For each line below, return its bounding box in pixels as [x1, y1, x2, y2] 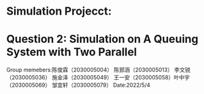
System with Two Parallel [6, 45, 137, 59]
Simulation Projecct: [6, 4, 112, 18]
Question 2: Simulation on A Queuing [6, 32, 198, 46]
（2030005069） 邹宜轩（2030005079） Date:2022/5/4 [6, 81, 151, 89]
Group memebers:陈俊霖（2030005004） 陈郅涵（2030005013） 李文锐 [6, 66, 191, 74]
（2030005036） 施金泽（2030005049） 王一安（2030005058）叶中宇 [6, 74, 190, 81]
